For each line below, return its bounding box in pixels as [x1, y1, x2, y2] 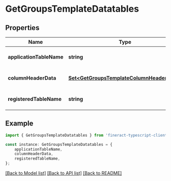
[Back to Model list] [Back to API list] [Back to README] [5, 170, 122, 176]
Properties [5, 23, 40, 32]
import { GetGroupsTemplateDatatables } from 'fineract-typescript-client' [5, 133, 169, 138]
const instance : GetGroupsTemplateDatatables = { [5, 142, 113, 147]
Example [5, 119, 34, 128]
